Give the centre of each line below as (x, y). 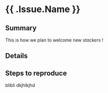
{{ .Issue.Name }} (43, 9)
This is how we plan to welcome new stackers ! (54, 40)
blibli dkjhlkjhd (20, 85)
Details (16, 56)
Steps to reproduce (36, 73)
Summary (21, 28)
